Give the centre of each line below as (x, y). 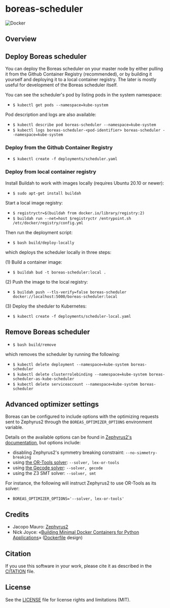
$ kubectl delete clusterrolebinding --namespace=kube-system (80, 374)
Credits (17, 514)
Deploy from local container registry (51, 172)
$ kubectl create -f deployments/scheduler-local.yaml (72, 316)
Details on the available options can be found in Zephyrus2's (69, 437)
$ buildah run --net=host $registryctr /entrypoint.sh (72, 218)
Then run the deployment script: (39, 232)
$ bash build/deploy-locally (43, 243)
